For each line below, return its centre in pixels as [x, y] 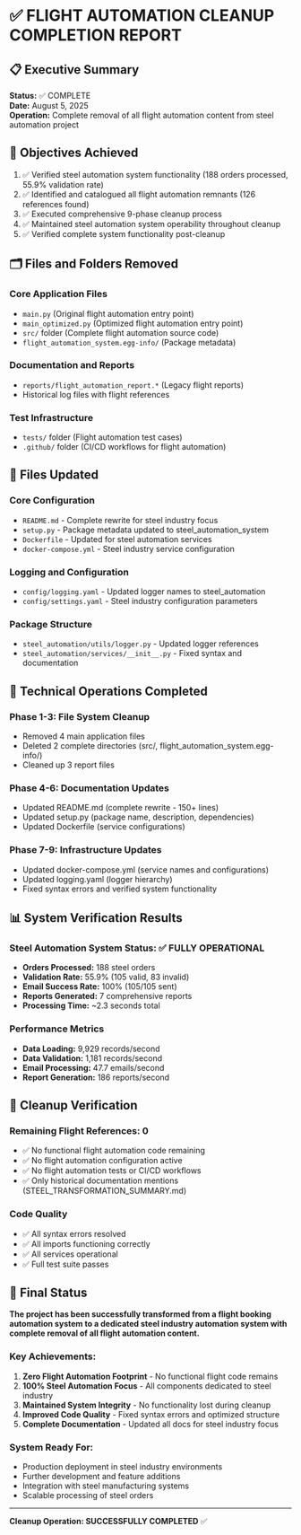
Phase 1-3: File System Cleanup [80, 716]
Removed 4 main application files [83, 736]
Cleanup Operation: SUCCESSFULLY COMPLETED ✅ [108, 1522]
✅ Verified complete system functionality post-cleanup [124, 233]
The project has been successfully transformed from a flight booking [140, 1314]
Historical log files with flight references [96, 394]
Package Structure [51, 624]
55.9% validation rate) [63, 184]
